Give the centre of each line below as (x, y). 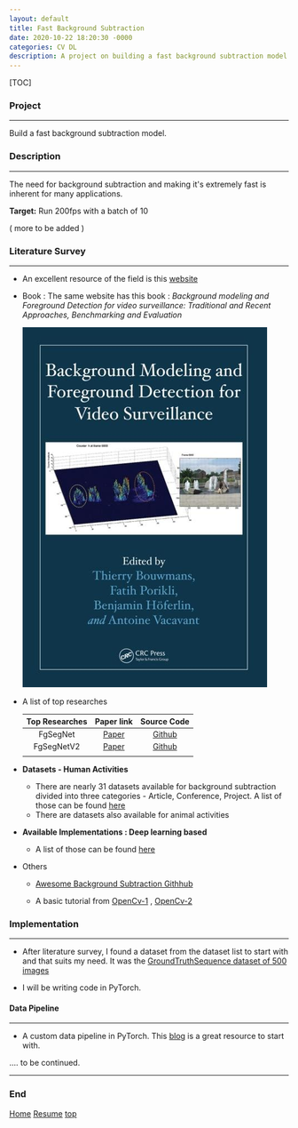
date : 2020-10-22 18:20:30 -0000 (71, 37)
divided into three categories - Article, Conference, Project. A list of (158, 796)
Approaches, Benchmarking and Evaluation (102, 315)
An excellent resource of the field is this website (110, 279)
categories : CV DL (43, 47)
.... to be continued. (45, 1063)
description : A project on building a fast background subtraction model (149, 56)
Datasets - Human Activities (75, 769)
